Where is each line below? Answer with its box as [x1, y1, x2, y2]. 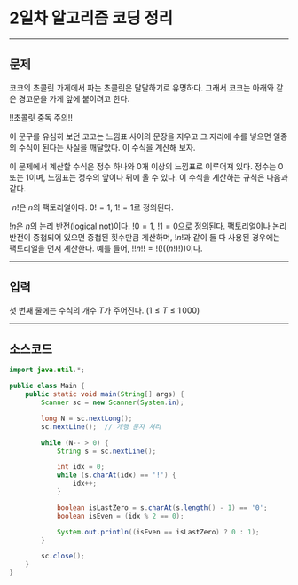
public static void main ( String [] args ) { [25, 390, 184, 399]
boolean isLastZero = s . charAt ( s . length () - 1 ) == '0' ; [56, 503, 268, 512]
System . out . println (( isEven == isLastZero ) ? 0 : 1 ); [56, 527, 260, 536]
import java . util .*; [9, 365, 86, 375]
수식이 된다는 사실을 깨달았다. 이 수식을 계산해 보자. [18, 142, 196, 152]
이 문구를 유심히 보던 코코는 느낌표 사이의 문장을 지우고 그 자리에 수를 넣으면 [9, 130, 272, 142]
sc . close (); [41, 551, 86, 561]
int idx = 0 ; [56, 463, 105, 472]
